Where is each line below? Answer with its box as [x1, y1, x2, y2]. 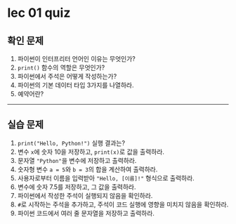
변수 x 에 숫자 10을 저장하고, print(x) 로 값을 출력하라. [17, 147, 165, 156]
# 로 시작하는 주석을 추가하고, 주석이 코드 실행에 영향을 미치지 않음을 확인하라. [17, 200, 229, 209]
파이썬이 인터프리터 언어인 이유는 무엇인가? [17, 55, 136, 62]
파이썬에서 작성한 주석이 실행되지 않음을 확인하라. [17, 191, 153, 199]
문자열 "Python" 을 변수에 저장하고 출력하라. [17, 156, 137, 164]
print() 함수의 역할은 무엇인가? [17, 63, 105, 72]
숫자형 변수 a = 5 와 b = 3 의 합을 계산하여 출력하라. [17, 165, 158, 173]
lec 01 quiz [7, 5, 71, 21]
